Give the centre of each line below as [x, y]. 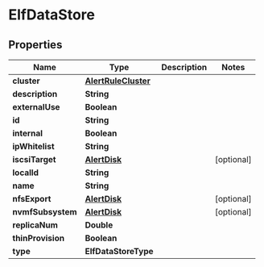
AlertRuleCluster [118, 81]
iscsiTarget [34, 159]
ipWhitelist [33, 146]
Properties [35, 45]
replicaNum [35, 225]
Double [99, 225]
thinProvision [39, 238]
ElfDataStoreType [119, 251]
